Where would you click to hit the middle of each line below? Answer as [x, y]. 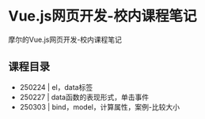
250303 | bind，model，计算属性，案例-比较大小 [100, 106]
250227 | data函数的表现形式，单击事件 [84, 97]
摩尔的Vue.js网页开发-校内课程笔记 [65, 39]
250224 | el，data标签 [56, 87]
